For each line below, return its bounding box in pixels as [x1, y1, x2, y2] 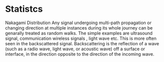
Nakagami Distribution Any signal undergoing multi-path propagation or [5, 20, 152, 26]
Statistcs [5, 3, 43, 15]
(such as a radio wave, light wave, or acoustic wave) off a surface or [5, 46, 146, 52]
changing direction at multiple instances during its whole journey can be [5, 25, 153, 31]
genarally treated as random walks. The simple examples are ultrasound [5, 30, 153, 36]
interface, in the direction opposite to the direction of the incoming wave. [5, 51, 155, 57]
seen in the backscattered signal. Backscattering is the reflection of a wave [5, 40, 160, 46]
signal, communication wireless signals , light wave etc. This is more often [5, 35, 157, 41]
